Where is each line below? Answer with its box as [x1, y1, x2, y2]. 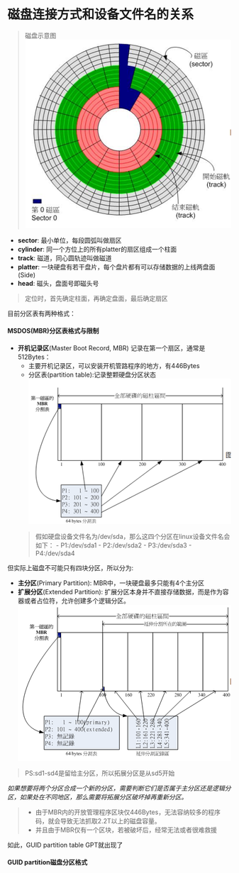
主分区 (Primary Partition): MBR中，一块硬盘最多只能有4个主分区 [17, 579, 204, 587]
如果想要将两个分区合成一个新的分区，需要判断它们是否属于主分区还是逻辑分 [7, 784, 231, 792]
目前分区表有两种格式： [7, 309, 76, 318]
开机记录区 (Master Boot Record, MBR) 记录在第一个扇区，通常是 [17, 343, 206, 352]
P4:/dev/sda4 [35, 549, 76, 557]
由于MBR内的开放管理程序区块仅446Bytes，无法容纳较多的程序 [35, 808, 221, 816]
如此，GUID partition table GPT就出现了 [7, 840, 123, 849]
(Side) [17, 270, 36, 279]
